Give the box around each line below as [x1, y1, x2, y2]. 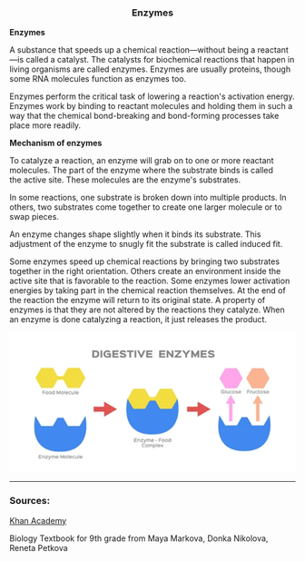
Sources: [9, 495, 51, 507]
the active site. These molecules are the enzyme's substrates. [9, 174, 241, 185]
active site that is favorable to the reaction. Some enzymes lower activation [9, 275, 290, 287]
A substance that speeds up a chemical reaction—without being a [9, 44, 256, 55]
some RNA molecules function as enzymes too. [9, 74, 187, 84]
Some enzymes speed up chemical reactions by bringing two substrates [9, 256, 280, 267]
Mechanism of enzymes [9, 138, 103, 149]
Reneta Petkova [9, 542, 68, 553]
